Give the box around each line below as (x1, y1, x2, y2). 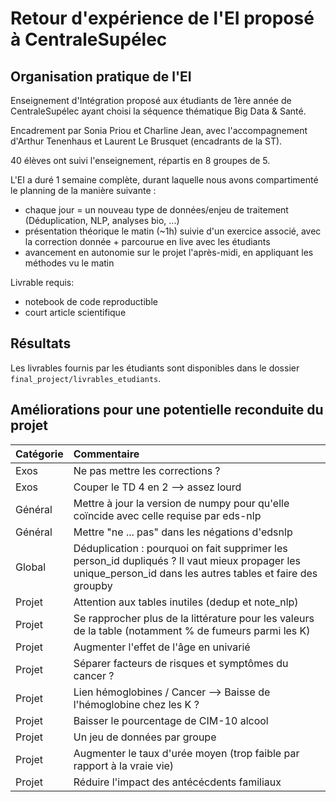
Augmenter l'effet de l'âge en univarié (73, 640, 251, 654)
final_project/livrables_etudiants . (10, 372, 162, 384)
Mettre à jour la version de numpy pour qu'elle (73, 496, 290, 510)
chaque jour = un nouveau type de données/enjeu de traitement (24, 204, 289, 216)
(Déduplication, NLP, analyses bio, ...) (24, 215, 180, 226)
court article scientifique (24, 307, 127, 318)
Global (15, 560, 47, 574)
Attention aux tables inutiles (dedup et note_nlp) (73, 595, 299, 609)
